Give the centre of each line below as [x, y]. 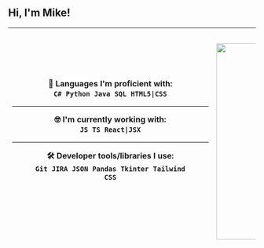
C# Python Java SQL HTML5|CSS [110, 94]
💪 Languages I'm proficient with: [110, 83]
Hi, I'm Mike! [39, 13]
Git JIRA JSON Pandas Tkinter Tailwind [110, 169]
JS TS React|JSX [110, 129]
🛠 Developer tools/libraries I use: [110, 155]
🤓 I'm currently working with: [110, 119]
